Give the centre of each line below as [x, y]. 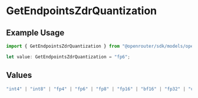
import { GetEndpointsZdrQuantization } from [63, 46]
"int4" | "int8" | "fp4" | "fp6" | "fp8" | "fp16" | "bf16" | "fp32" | [96, 89]
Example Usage [35, 33]
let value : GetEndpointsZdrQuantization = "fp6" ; [68, 57]
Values [19, 75]
